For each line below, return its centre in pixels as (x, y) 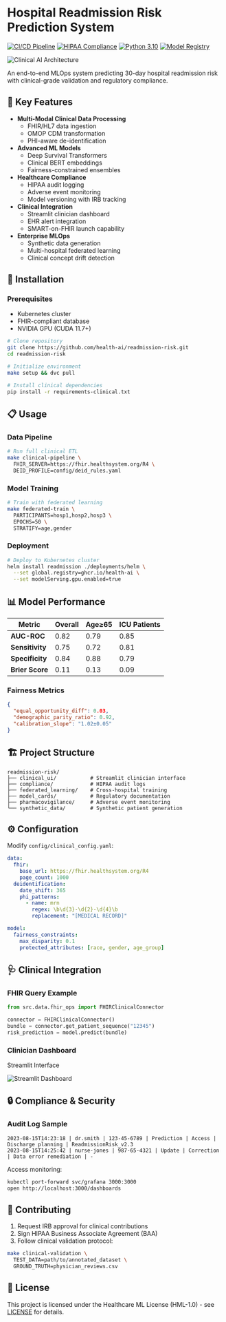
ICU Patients (140, 625)
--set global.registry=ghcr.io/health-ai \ (76, 573)
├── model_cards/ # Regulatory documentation (89, 796)
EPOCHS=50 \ (31, 521)
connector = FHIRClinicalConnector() (61, 1020)
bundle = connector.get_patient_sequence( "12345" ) (81, 1026)
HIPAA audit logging (56, 185)
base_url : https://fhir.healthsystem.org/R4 (84, 871)
